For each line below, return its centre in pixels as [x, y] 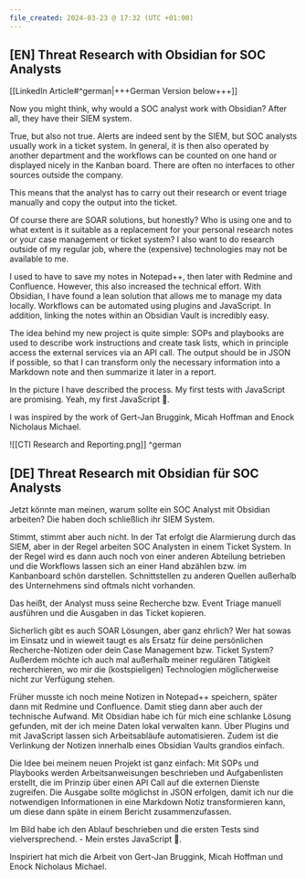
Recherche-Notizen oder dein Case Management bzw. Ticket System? [142, 651]
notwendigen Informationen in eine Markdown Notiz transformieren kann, [148, 802]
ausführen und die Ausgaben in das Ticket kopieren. [108, 613]
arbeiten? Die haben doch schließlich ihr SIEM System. [112, 519]
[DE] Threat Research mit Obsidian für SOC [134, 473]
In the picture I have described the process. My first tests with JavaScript [148, 390]
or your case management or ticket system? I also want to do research [142, 239]
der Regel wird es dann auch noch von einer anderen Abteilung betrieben [148, 556]
